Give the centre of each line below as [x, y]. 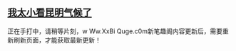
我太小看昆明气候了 [50, 13]
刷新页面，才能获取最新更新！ [57, 40]
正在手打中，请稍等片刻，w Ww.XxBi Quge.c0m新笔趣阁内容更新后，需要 [115, 31]
